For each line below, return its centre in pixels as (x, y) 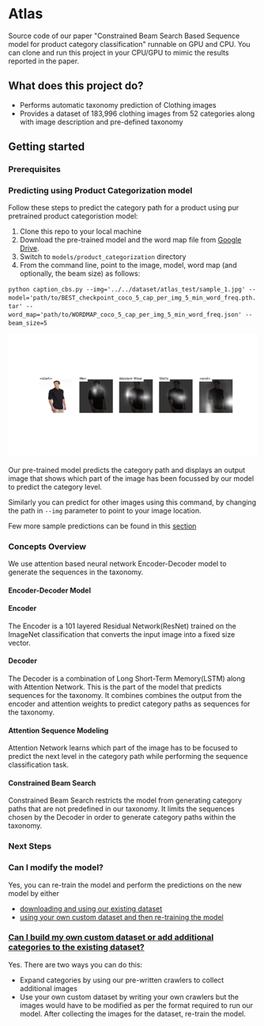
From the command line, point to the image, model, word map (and (128, 265)
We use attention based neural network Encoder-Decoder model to (117, 563)
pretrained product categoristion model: (73, 216)
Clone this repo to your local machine (81, 231)
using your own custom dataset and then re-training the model (121, 917)
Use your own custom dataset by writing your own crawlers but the (129, 997)
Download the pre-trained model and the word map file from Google (130, 240)
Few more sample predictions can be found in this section (102, 526)
